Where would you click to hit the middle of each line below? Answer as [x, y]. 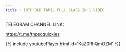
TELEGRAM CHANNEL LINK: [35, 24]
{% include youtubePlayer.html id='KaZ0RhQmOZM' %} [63, 44]
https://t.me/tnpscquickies [33, 34]
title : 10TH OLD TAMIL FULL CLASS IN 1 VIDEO [55, 10]
